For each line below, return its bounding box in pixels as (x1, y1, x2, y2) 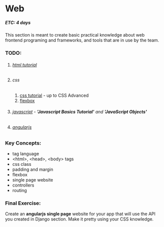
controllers (12, 182, 34, 188)
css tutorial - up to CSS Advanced (19, 92, 89, 98)
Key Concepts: (5, 139, 41, 146)
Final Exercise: (5, 200, 41, 206)
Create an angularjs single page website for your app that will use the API (5, 211, 156, 217)
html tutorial (12, 62, 37, 68)
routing (12, 188, 27, 193)
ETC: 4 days (5, 19, 31, 25)
